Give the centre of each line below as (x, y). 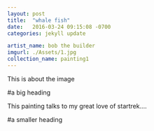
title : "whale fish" (39, 20)
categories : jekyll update (47, 33)
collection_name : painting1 (48, 59)
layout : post (26, 14)
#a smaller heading (35, 119)
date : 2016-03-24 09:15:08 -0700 (59, 27)
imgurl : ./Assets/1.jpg (42, 53)
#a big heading (29, 92)
